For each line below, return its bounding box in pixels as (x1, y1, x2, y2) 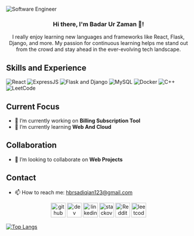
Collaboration (6, 141, 57, 151)
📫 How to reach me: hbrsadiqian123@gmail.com (14, 189, 133, 196)
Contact (6, 173, 36, 183)
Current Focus (6, 101, 60, 111)
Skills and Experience (6, 63, 87, 73)
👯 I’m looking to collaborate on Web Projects (14, 156, 123, 163)
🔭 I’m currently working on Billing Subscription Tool (14, 117, 141, 124)
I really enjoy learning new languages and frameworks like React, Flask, (12, 33, 185, 40)
